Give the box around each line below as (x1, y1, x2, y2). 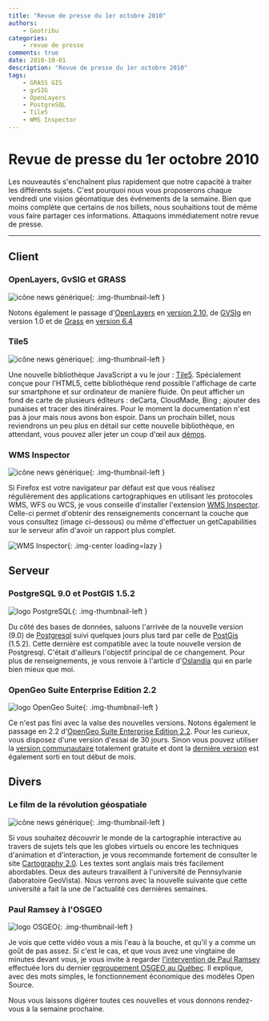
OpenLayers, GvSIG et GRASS (8, 274, 126, 285)
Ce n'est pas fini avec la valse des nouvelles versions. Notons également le (8, 718, 256, 728)
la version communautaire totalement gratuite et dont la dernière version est (8, 743, 259, 753)
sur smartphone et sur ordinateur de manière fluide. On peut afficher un (8, 386, 245, 396)
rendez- (226, 995, 254, 1005)
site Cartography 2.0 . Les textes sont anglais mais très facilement (8, 858, 224, 868)
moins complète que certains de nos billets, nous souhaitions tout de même (8, 202, 258, 212)
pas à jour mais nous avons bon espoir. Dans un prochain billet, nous (8, 412, 235, 422)
